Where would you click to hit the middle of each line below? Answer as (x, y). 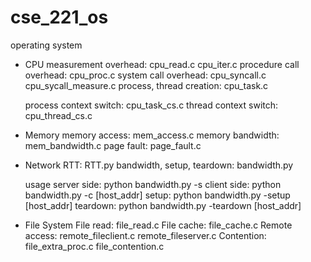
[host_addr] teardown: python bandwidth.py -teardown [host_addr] (163, 205)
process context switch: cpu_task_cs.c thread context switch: (151, 105)
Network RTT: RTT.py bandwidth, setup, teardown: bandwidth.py (159, 165)
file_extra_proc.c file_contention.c (94, 246)
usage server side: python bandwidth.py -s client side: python (153, 184)
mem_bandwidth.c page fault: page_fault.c (113, 145)
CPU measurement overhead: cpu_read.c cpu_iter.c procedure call (162, 64)
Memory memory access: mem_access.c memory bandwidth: (152, 135)
